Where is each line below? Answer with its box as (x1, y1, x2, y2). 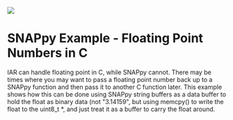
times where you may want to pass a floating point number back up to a (7, 75, 213, 83)
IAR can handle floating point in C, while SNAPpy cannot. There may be (7, 68, 212, 76)
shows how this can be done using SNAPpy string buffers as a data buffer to (7, 90, 227, 98)
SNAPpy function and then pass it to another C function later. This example (7, 83, 223, 91)
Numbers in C (7, 45, 88, 61)
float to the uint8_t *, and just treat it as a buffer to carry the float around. (7, 105, 216, 113)
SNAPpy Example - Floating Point (7, 31, 204, 46)
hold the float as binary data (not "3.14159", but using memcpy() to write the (7, 97, 224, 105)
